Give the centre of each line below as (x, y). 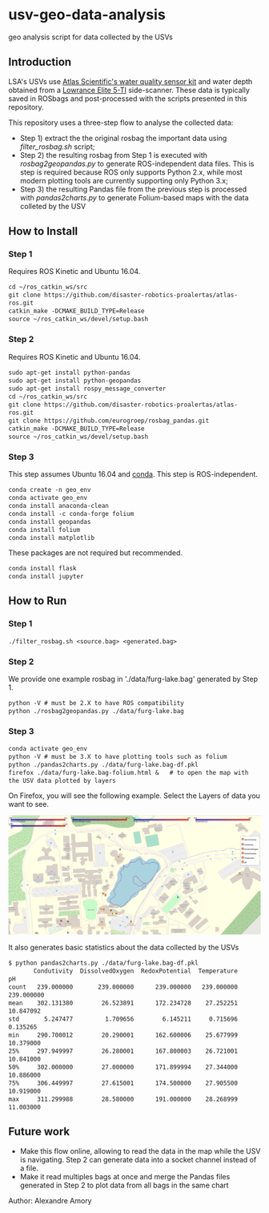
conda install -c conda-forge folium (71, 514)
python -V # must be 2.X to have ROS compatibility (96, 703)
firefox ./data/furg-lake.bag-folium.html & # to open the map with (128, 773)
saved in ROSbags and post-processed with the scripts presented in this (128, 99)
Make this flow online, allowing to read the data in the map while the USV (140, 1151)
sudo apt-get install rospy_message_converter (87, 389)
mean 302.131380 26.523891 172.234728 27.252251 (123, 1003)
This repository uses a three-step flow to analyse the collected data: (121, 123)
